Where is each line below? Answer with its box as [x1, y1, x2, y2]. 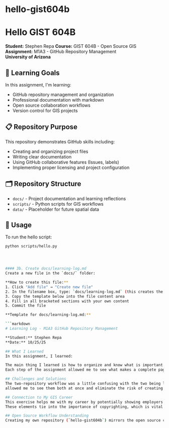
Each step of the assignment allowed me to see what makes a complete [5, 367, 156, 373]
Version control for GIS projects [12, 107, 78, 114]
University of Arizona [5, 54, 51, 60]
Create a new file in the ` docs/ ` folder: [5, 271, 96, 276]
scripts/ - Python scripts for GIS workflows [12, 201, 104, 207]
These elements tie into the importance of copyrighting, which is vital [5, 404, 163, 409]
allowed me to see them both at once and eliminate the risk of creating [5, 386, 163, 391]
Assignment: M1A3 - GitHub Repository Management [5, 49, 117, 55]
